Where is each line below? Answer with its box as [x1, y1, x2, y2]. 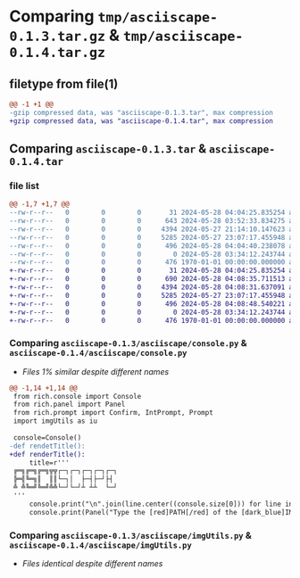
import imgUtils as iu [12, 417, 98, 425]
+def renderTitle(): [9, 450, 87, 458]
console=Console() [12, 433, 82, 442]
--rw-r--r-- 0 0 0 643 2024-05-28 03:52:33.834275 [9, 217, 286, 226]
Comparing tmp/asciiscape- [9, 6, 219, 27]
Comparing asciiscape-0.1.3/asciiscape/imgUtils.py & [9, 529, 253, 541]
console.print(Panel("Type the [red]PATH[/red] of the [29, 508, 238, 516]
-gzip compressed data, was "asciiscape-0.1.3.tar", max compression [9, 108, 274, 117]
